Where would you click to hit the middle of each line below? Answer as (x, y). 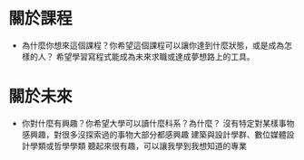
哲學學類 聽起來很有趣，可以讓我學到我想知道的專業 (150, 146)
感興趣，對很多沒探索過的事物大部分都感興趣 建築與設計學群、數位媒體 (154, 134)
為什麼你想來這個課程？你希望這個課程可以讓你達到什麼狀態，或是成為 (153, 45)
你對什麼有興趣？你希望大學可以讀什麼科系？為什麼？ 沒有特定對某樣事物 (158, 123)
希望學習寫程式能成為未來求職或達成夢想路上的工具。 (155, 56)
